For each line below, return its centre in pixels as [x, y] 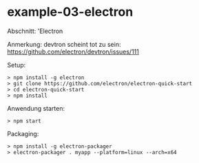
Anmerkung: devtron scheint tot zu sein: [64, 44]
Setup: [17, 65]
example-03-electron [70, 12]
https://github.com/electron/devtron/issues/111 [73, 52]
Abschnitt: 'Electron [35, 31]
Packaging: [23, 133]
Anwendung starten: [36, 108]
